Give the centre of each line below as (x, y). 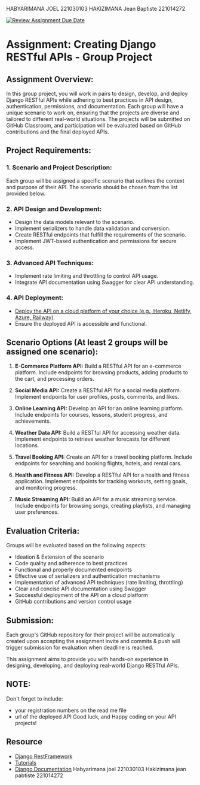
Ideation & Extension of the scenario (59, 557)
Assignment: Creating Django (81, 45)
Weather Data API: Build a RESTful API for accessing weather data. (98, 433)
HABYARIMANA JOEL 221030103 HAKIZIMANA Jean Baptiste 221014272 (96, 9)
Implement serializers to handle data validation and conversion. (93, 228)
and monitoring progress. (46, 488)
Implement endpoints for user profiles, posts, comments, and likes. (97, 397)
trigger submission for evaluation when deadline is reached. (80, 648)
